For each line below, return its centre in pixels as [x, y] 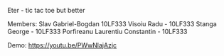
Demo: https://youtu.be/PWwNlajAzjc [62, 45]
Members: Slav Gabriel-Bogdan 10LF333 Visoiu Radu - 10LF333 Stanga [112, 24]
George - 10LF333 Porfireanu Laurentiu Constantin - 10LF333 [97, 32]
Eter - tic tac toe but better [46, 10]
